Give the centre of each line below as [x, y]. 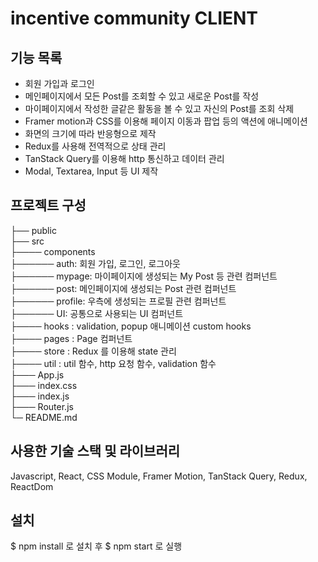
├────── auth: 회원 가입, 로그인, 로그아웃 [95, 263]
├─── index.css [44, 385]
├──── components [53, 251]
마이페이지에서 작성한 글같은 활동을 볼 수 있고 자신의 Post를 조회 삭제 [159, 108]
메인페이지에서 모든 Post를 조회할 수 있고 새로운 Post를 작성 [142, 96]
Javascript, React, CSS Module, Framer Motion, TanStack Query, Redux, [159, 476]
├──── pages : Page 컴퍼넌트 [71, 338]
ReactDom [32, 486]
